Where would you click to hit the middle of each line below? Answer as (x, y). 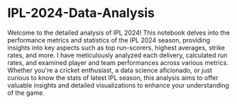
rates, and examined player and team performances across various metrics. (118, 62)
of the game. (26, 93)
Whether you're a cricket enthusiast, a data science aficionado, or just (110, 70)
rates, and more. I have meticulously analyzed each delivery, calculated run (118, 55)
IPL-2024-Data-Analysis (81, 13)
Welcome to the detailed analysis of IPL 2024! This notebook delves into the (119, 33)
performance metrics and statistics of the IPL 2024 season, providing (109, 40)
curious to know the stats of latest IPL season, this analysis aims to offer (113, 77)
